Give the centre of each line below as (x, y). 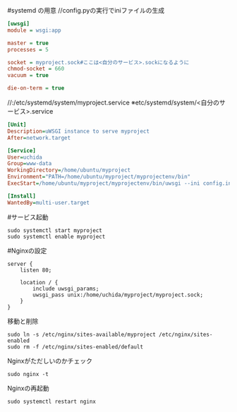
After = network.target (39, 138)
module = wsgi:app (34, 30)
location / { (39, 282)
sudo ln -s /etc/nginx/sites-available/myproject (82, 334)
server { (20, 264)
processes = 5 (28, 49)
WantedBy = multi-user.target (49, 202)
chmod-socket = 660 (36, 69)
